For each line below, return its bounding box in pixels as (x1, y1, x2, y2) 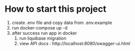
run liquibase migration (19, 35, 67, 41)
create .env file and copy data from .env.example (11, 20, 112, 25)
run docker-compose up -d (11, 25, 68, 30)
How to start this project (4, 3, 107, 15)
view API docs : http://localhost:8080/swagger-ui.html (19, 40, 131, 46)
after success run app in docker (11, 30, 77, 36)
